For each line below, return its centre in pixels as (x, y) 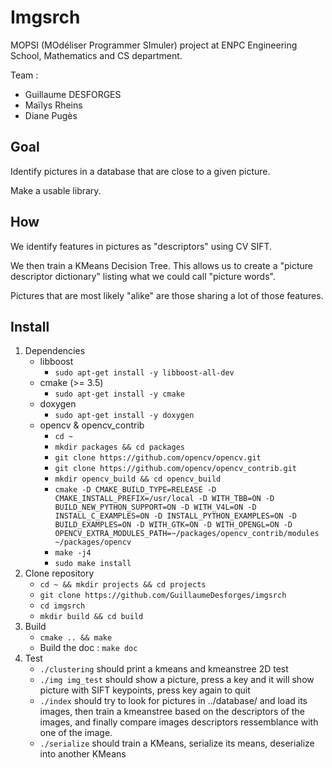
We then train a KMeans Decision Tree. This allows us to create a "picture (162, 265)
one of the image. (76, 733)
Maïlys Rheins (53, 105)
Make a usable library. (56, 190)
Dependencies (55, 351)
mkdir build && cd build (91, 617)
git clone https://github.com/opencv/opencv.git (158, 458)
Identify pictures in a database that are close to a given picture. (140, 171)
